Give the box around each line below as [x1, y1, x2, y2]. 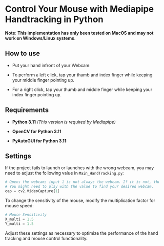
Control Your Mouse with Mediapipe [5, 3, 154, 15]
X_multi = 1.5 [5, 217, 34, 222]
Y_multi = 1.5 [5, 221, 34, 226]
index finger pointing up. [12, 91, 62, 97]
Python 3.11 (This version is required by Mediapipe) [12, 119, 116, 125]
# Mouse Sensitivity [5, 212, 47, 217]
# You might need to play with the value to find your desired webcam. [5, 184, 154, 189]
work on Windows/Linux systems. [5, 35, 76, 41]
